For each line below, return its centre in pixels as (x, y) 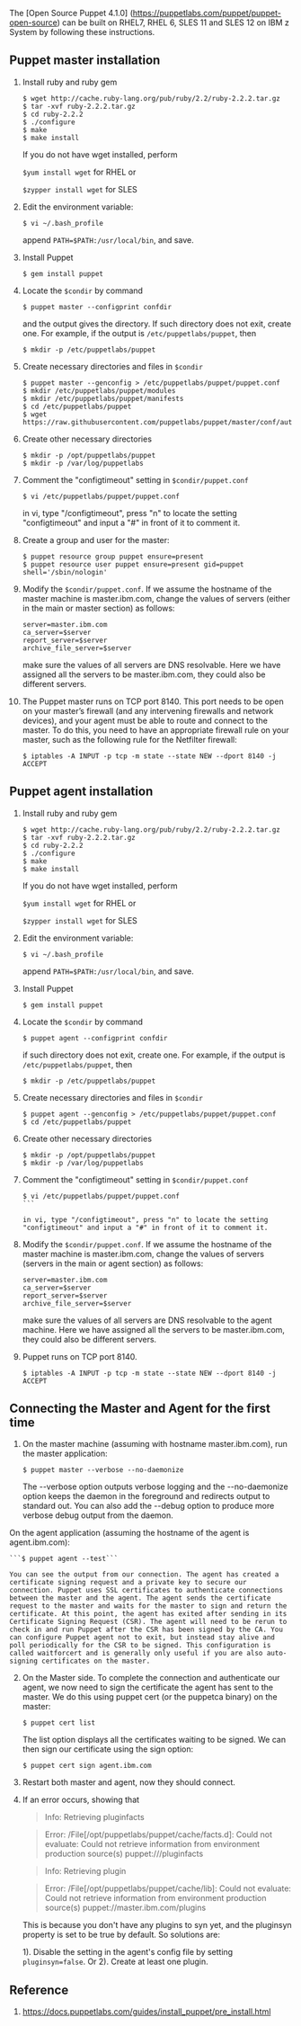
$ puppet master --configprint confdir (97, 307)
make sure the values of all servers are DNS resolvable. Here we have (151, 665)
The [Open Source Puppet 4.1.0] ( (71, 13)
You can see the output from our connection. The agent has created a (144, 1575)
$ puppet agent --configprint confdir (95, 1038)
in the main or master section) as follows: (98, 608)
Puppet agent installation (81, 792)
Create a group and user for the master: (96, 540)
